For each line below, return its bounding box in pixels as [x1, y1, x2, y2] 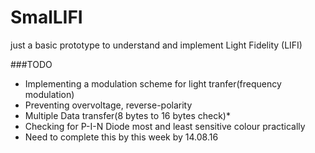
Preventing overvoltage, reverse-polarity [24, 99, 193, 111]
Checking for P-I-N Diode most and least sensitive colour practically [24, 120, 306, 132]
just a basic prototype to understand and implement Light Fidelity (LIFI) [10, 39, 303, 51]
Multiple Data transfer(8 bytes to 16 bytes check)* [24, 109, 231, 121]
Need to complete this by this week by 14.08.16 [24, 131, 219, 143]
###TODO [10, 58, 53, 70]
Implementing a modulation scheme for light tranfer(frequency [24, 77, 282, 90]
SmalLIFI [10, 6, 83, 29]
